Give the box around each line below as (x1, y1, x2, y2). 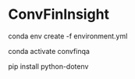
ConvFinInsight (8, 5, 110, 23)
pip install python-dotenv (8, 61, 89, 71)
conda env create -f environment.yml (8, 31, 128, 41)
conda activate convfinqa (8, 46, 90, 56)
